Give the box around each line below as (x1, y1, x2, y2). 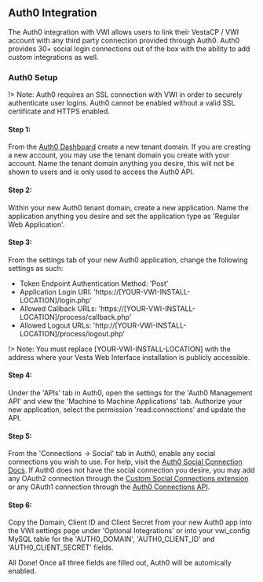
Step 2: (8, 185, 33, 195)
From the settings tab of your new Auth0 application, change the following (8, 255, 249, 265)
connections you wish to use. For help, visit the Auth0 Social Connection (8, 457, 243, 467)
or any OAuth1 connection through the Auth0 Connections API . (8, 482, 210, 491)
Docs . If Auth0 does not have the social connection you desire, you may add (8, 465, 255, 475)
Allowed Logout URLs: (19, 321, 92, 330)
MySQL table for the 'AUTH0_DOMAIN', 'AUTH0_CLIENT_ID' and (8, 535, 215, 544)
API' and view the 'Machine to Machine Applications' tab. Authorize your (8, 396, 243, 406)
